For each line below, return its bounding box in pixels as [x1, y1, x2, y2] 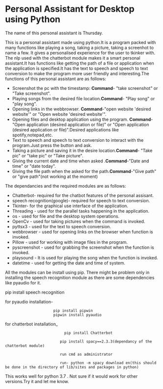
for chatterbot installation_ [5, 321, 58, 327]
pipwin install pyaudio [53, 312, 102, 317]
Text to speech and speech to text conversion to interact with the [12, 137, 144, 143]
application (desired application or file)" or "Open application [26, 121, 149, 128]
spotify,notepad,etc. [12, 132, 53, 138]
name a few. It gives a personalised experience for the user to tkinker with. [5, 50, 156, 56]
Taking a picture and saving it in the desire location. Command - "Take [12, 148, 153, 153]
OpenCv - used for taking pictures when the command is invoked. [12, 218, 145, 224]
